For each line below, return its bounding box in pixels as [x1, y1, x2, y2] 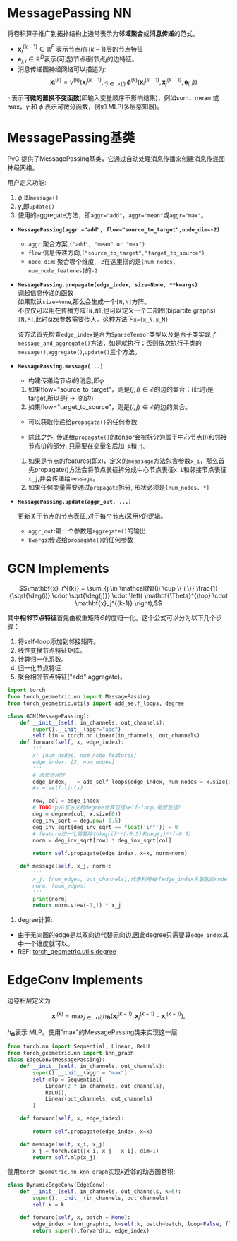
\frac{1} [196, 584, 219, 593]
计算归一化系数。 [17, 655, 68, 664]
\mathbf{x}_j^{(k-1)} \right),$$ [75, 599, 162, 607]
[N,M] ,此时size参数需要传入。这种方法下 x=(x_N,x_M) [17, 315, 169, 324]
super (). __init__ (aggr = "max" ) [32, 1069, 128, 1077]
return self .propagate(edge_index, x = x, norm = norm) [32, 850, 188, 857]
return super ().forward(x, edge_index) [32, 1227, 150, 1234]
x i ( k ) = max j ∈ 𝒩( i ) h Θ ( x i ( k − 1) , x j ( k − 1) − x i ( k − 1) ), [51, 1010, 186, 1022]
